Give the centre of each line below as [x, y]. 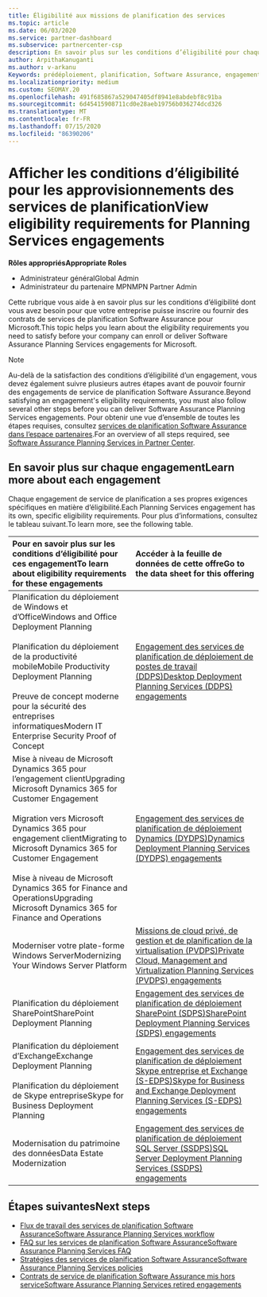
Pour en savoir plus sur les [64, 544]
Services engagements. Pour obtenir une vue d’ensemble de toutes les [124, 417]
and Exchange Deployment [186, 1091]
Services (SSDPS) [169, 1168]
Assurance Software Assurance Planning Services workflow [117, 1234]
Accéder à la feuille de [179, 554]
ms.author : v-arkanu [43, 68]
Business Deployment [53, 1105]
